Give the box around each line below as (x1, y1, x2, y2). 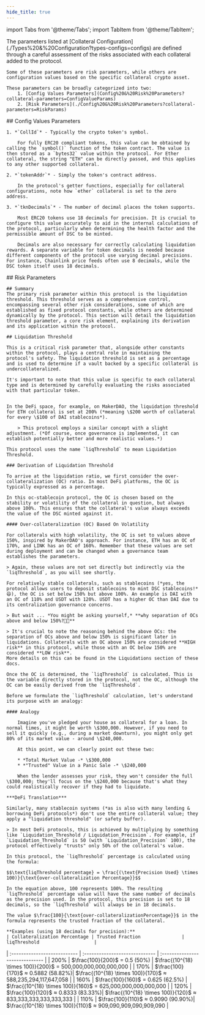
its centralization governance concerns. (6, 601, 114, 608)
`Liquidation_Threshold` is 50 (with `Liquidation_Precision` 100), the (6, 837, 196, 844)
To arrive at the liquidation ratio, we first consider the (6, 473, 163, 479)
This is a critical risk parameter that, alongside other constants (6, 344, 185, 351)
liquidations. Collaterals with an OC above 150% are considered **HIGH (6, 639, 196, 645)
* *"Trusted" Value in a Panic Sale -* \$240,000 (17, 762, 147, 768)
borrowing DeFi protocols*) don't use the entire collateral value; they (6, 811, 199, 817)
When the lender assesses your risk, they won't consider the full (17, 773, 193, 779)
